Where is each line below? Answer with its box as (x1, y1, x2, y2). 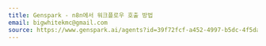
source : (8, 26, 34, 34)
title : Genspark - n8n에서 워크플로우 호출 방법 (8, 11, 154, 19)
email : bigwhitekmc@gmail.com (8, 19, 108, 27)
